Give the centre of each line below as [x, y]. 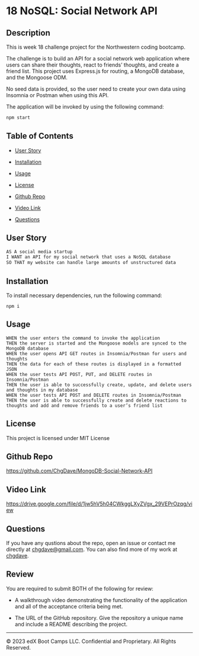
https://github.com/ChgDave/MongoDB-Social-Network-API [79, 471]
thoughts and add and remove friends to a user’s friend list [84, 405]
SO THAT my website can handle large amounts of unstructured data [91, 263]
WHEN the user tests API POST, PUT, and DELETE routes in [79, 374]
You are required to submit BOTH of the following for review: [80, 588]
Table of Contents [40, 136]
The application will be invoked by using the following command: [85, 107]
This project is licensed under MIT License [58, 438]
